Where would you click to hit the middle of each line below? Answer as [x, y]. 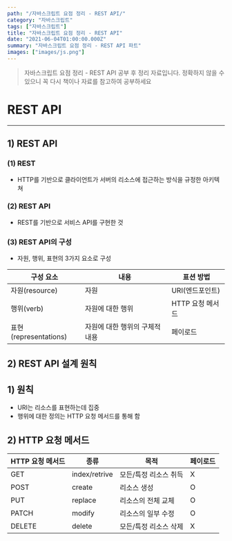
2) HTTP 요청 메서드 [48, 440]
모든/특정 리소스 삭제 [152, 526]
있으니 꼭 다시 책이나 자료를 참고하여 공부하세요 [88, 81]
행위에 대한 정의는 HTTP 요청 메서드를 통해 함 [78, 416]
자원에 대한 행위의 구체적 [123, 327]
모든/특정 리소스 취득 [152, 475]
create [82, 487]
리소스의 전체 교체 [147, 501]
